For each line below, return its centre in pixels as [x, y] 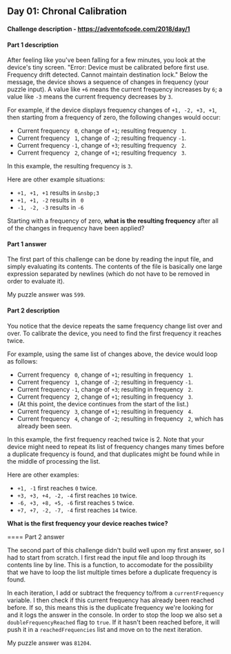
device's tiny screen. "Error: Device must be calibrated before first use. [108, 68]
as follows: [22, 361]
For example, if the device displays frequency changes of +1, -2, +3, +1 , [112, 110]
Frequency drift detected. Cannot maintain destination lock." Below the [108, 75]
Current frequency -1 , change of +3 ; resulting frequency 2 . [102, 146]
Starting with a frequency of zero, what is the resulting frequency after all [113, 221]
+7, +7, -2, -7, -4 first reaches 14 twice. [77, 510]
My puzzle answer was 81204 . [49, 643]
